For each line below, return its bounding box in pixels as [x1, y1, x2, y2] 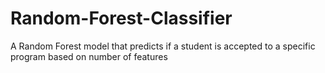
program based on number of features [10, 50, 168, 62]
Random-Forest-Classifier [10, 7, 233, 30]
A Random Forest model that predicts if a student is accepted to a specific [10, 40, 316, 52]
